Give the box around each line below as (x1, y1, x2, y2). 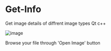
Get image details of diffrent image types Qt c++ (5, 20, 106, 26)
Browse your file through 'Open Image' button (5, 39, 101, 46)
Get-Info (5, 4, 41, 15)
